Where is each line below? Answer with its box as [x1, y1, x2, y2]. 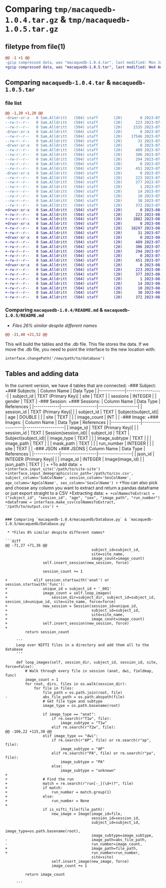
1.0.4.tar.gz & [5, 14, 67, 25]
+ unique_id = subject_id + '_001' [5, 586, 112, 592]
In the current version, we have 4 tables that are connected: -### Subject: [5, 382, 157, 389]
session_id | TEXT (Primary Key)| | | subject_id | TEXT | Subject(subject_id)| [5, 409, 159, 415]
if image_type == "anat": [42, 712, 96, 717]
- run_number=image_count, [5, 842, 142, 847]
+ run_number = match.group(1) [5, 790, 112, 795]
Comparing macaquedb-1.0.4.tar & [5, 78, 111, 87]
